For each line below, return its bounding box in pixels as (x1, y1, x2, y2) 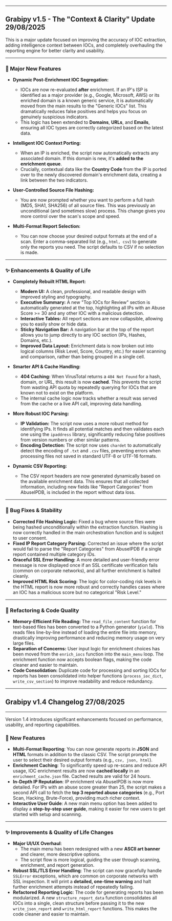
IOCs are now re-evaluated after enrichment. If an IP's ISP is (20, 86, 148, 93)
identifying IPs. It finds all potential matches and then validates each (20, 426, 164, 432)
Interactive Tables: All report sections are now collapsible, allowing (20, 316, 163, 322)
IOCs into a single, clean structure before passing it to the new (12, 900, 145, 906)
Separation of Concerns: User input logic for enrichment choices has (12, 646, 160, 651)
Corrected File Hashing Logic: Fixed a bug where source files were (12, 518, 156, 524)
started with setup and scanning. (12, 812, 82, 818)
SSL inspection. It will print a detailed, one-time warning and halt (12, 879, 152, 885)
